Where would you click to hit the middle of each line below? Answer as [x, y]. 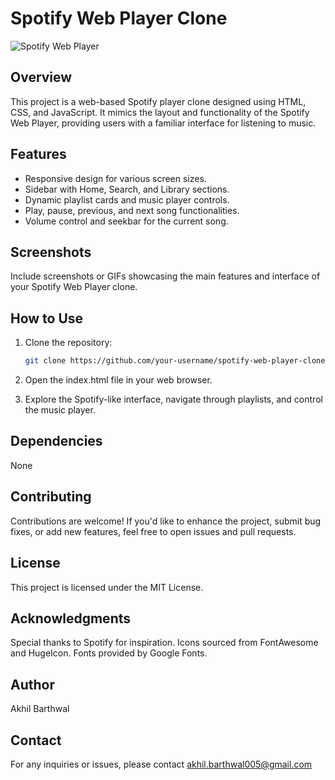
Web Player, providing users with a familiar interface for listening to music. [163, 123]
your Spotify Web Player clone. [74, 287]
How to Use [47, 318]
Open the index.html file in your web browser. [118, 380]
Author [32, 684]
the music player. [60, 410]
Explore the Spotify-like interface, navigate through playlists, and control [173, 399]
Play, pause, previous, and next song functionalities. [132, 210]
